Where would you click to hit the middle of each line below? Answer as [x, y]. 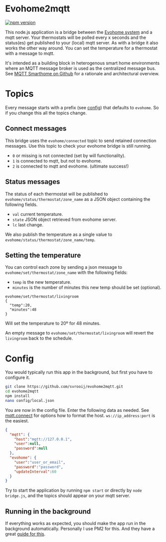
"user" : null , [28, 444]
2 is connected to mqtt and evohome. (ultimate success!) [71, 166]
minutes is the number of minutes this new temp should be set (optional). [87, 288]
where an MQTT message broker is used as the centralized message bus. [81, 68]
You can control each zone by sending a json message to [64, 267]
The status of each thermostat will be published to [57, 194]
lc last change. [28, 224]
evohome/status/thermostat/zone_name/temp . [50, 239]
